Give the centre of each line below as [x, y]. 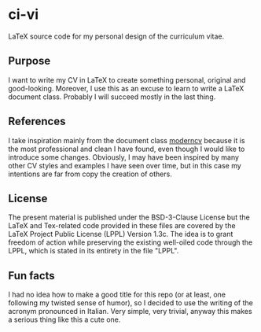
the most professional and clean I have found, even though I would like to [127, 149]
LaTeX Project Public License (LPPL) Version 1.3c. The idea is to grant [121, 234]
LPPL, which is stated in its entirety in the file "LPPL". [94, 251]
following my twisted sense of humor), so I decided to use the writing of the [130, 303]
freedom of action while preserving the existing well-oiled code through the [130, 242]
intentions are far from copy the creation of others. [90, 174]
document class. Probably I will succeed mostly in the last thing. [112, 97]
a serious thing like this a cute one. [64, 319]
